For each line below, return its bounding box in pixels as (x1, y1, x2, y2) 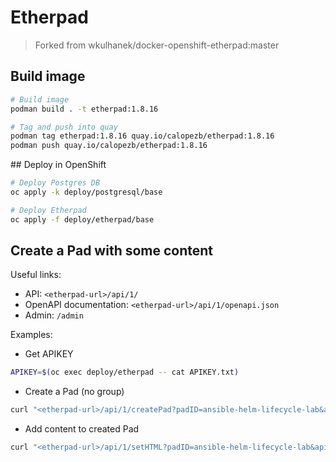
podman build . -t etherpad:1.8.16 (10, 104, 159, 114)
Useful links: (10, 269, 62, 281)
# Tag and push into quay (10, 122, 118, 132)
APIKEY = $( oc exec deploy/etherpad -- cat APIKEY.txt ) (10, 367, 240, 378)
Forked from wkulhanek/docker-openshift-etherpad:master (34, 39, 280, 51)
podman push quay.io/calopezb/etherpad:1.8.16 (10, 141, 208, 151)
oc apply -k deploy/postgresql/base (10, 187, 163, 197)
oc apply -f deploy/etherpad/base (10, 214, 155, 225)
